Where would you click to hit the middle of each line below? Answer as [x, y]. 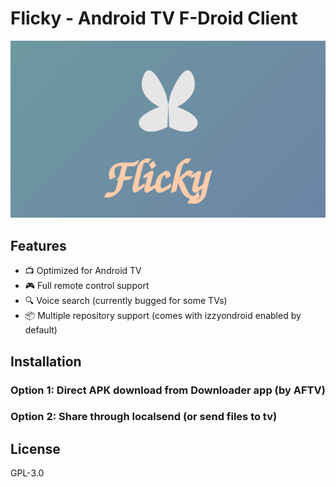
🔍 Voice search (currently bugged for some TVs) [126, 301]
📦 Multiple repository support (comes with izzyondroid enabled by [163, 316]
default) [41, 330]
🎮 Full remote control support [87, 286]
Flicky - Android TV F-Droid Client [154, 18]
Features [38, 245]
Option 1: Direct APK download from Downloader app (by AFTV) [168, 390]
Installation [46, 361]
